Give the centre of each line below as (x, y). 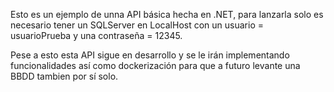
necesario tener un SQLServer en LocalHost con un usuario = (137, 25)
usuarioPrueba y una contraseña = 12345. (96, 35)
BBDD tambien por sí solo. (64, 76)
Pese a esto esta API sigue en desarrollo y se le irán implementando (150, 55)
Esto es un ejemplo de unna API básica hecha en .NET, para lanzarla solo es (167, 14)
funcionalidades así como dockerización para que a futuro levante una (155, 65)
